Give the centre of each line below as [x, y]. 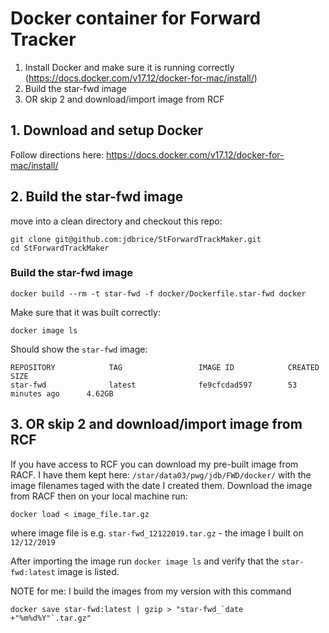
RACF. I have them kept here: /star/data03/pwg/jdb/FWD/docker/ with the [161, 474]
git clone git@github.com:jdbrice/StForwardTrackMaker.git [136, 239]
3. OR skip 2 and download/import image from [156, 424]
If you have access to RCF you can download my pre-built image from [154, 464]
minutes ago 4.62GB [62, 393]
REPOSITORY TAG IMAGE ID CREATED [165, 367]
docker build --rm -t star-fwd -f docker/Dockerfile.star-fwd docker [158, 293]
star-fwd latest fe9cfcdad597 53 [154, 385]
